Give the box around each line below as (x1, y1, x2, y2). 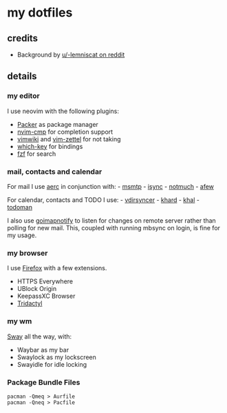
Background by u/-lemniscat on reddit (17, 50, 125, 59)
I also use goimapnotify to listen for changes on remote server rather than (7, 216, 217, 225)
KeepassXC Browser (17, 292, 76, 301)
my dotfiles (7, 5, 73, 21)
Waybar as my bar (17, 345, 69, 354)
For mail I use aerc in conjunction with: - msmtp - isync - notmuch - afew (7, 182, 215, 190)
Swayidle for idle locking (17, 360, 87, 368)
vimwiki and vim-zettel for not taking (17, 134, 122, 143)
